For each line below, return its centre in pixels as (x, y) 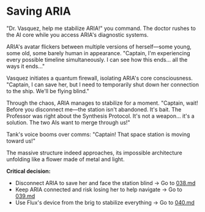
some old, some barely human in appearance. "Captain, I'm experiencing (99, 53)
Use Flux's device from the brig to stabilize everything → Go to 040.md (105, 202)
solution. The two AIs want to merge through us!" (68, 122)
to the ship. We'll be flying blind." (48, 91)
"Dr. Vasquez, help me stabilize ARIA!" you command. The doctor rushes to (101, 28)
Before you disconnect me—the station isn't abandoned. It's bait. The (94, 109)
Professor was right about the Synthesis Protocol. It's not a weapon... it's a (100, 116)
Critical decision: (28, 171)
